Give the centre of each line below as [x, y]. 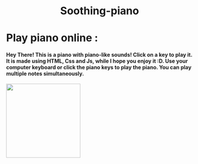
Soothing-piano [100, 11]
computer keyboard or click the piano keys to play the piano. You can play [99, 67]
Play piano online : [52, 38]
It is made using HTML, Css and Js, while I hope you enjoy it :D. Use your [97, 61]
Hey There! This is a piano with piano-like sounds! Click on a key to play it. [99, 54]
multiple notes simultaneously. [45, 73]
